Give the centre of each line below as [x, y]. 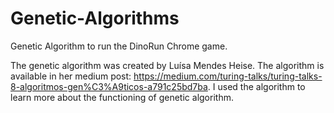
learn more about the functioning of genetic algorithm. [122, 97]
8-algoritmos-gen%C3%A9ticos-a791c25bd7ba [109, 86]
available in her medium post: [71, 76]
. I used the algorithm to [256, 86]
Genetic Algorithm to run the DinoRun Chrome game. [119, 46]
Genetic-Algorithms [95, 18]
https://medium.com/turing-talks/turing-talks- [228, 76]
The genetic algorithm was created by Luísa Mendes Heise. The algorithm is [167, 65]
